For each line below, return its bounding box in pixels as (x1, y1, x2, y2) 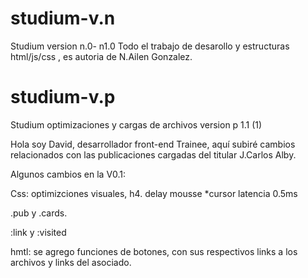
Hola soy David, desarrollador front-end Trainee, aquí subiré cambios (10, 138, 296, 150)
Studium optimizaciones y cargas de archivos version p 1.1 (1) (10, 118, 263, 131)
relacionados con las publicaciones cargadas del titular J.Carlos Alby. (10, 148, 297, 161)
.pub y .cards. (10, 207, 68, 219)
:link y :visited (10, 226, 67, 238)
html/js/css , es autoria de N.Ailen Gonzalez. (10, 50, 193, 62)
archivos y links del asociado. (10, 256, 132, 268)
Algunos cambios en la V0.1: (10, 168, 126, 180)
